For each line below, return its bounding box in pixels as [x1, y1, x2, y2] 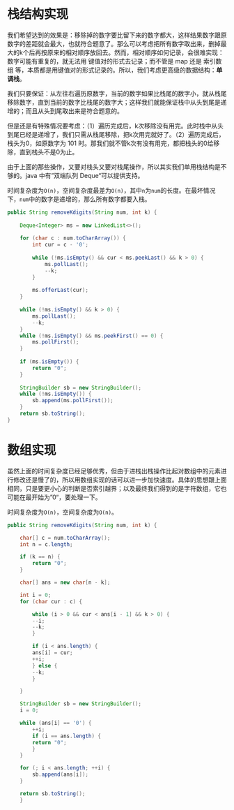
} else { [32, 662, 58, 669]
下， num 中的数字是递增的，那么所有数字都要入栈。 [7, 195, 151, 203]
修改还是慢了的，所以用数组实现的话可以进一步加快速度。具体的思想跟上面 [13, 476, 227, 484]
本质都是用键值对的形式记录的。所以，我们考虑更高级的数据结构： [26, 66, 217, 74]
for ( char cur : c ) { [19, 598, 82, 605]
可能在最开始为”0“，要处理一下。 [7, 493, 102, 501]
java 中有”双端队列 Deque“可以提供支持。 [25, 171, 144, 179]
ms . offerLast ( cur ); [32, 287, 89, 294]
